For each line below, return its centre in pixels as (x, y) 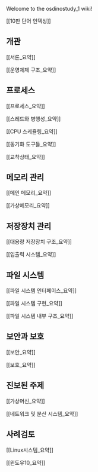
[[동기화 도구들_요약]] (31, 144)
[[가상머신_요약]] (26, 401)
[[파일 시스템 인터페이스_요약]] (42, 291)
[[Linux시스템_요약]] (30, 450)
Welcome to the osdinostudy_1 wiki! (49, 9)
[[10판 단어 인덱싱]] (29, 21)
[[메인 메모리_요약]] (29, 193)
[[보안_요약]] (21, 352)
